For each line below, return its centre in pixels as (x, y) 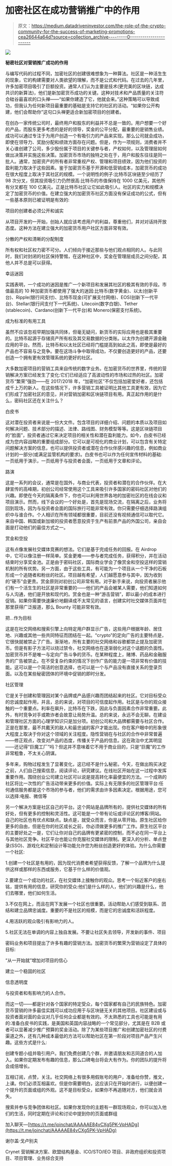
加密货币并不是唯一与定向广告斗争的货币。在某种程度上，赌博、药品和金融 (84, 654)
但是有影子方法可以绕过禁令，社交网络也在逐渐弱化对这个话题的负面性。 (90, 648)
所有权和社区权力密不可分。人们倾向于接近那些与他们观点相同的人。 (77, 250)
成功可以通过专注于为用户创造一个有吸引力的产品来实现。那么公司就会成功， (86, 135)
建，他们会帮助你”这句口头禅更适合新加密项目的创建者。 (65, 112)
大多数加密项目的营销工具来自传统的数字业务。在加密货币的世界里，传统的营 (86, 368)
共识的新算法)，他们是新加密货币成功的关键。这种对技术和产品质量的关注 (82, 92)
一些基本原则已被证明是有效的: (38, 200)
